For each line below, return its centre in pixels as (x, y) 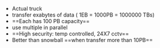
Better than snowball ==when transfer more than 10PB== (82, 40)
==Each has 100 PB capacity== (51, 21)
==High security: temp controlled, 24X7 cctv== (70, 34)
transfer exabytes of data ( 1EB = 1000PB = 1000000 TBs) (83, 15)
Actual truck (27, 9)
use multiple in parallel (40, 27)
